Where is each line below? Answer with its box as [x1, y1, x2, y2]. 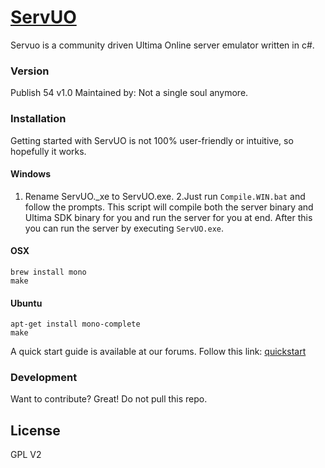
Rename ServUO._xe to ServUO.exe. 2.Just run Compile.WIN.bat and [24, 190, 306, 202]
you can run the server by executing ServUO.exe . [24, 222, 225, 234]
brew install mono [10, 267, 87, 277]
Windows [10, 168, 51, 180]
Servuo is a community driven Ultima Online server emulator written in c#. [10, 39, 315, 51]
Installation [10, 112, 67, 126]
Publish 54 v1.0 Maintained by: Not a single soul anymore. [10, 87, 249, 99]
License [10, 422, 61, 439]
